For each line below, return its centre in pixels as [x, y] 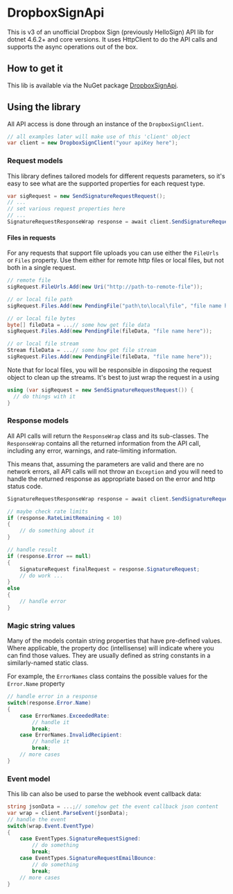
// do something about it [57, 531]
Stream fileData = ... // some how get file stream [82, 351]
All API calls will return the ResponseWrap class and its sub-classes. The [108, 436]
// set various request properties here [67, 209]
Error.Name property [36, 684]
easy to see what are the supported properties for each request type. [106, 183]
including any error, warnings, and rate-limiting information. [92, 450]
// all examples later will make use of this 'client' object [99, 137]
